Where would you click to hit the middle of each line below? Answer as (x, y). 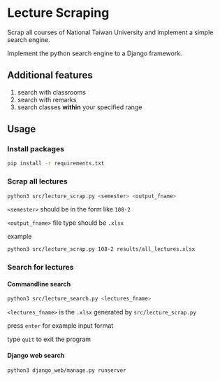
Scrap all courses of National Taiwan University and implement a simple (110, 32)
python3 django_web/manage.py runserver (67, 370)
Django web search (36, 355)
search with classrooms (51, 92)
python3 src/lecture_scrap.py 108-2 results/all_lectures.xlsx (101, 249)
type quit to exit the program (49, 339)
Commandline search (39, 284)
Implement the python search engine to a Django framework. (95, 53)
